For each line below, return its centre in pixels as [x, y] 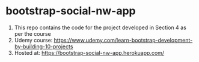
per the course [33, 33]
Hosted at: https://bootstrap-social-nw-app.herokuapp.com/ [89, 52]
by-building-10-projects [44, 46]
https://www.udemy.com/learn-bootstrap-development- [123, 40]
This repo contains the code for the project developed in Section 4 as [100, 27]
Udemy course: [33, 40]
